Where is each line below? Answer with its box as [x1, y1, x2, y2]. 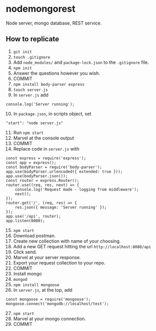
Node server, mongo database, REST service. [6, 20, 102, 26]
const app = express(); [6, 160, 57, 165]
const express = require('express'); [6, 155, 86, 161]
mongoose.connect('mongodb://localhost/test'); [6, 301, 109, 306]
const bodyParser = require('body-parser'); [6, 164, 102, 170]
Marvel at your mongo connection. [13, 315, 86, 322]
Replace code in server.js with [13, 146, 80, 152]
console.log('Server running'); [6, 102, 75, 107]
